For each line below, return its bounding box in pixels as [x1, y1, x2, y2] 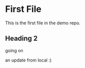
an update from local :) [5, 57, 52, 63]
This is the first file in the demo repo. [5, 20, 81, 26]
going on [5, 47, 23, 53]
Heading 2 [5, 34, 38, 43]
